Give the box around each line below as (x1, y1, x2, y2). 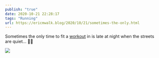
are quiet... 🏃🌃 (5, 39, 33, 45)
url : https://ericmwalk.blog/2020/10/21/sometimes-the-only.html (5, 20, 140, 25)
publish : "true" (5, 7, 38, 12)
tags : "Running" (5, 16, 38, 21)
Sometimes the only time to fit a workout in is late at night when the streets (5, 34, 154, 39)
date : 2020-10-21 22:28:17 (5, 12, 60, 16)
